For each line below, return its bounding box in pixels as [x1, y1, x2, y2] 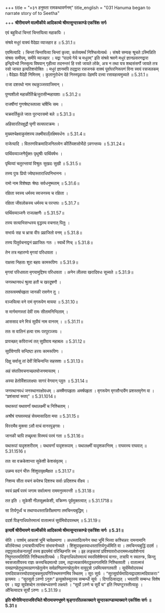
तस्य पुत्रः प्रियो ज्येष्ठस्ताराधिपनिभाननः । [5, 170, 66, 176]
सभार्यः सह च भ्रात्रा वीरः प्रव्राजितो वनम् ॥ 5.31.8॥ [5, 230, 82, 236]
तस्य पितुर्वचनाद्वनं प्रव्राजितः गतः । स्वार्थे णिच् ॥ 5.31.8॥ [5, 240, 93, 245]
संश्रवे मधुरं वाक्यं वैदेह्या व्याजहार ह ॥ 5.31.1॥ [5, 40, 76, 45]
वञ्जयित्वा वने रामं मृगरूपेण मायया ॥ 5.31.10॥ [5, 299, 78, 305]
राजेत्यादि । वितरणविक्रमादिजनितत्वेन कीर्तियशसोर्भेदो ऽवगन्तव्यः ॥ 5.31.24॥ [5, 141, 125, 147]
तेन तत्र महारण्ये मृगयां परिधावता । [5, 249, 58, 255]
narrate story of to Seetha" [5, 10, 60, 16]
